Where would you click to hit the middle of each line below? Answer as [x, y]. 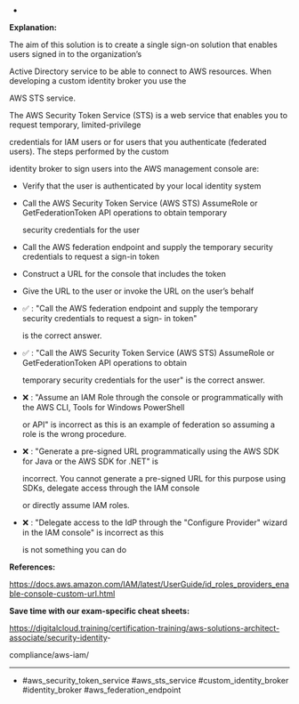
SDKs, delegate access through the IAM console [111, 488]
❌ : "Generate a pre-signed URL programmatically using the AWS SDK [150, 451]
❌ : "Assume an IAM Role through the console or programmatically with [152, 397]
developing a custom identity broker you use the [98, 81]
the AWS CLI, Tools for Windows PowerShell [103, 407]
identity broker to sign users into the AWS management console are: [134, 169]
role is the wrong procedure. [74, 434]
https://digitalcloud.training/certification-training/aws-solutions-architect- [145, 628]
